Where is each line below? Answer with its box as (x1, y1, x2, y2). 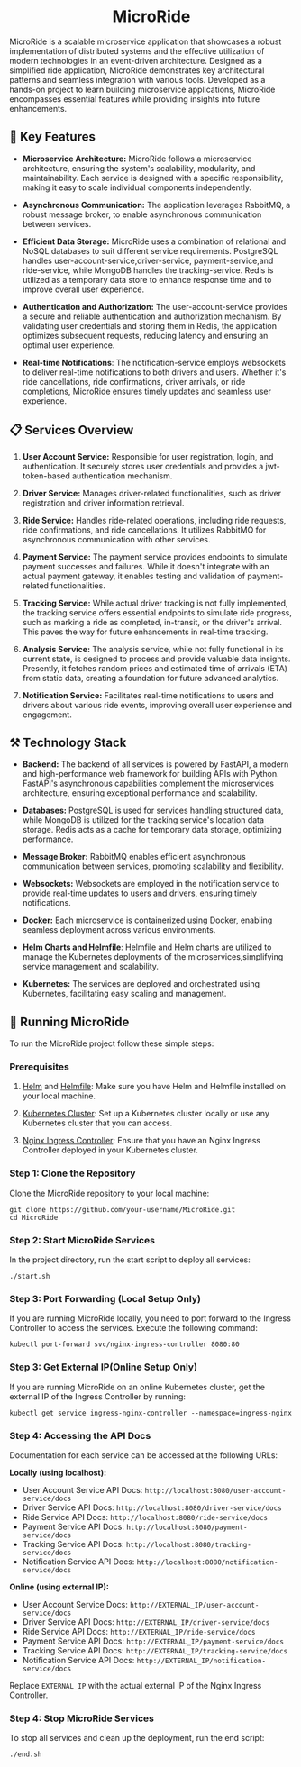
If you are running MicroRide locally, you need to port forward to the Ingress (9, 1313, 291, 1324)
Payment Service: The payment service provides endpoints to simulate (22, 551, 288, 562)
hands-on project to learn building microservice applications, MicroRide (9, 84, 276, 95)
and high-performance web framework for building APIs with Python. (22, 769, 279, 779)
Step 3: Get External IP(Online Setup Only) (9, 1361, 198, 1373)
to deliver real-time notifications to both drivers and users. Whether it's (22, 367, 287, 378)
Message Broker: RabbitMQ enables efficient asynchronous (22, 852, 246, 862)
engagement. (22, 709, 72, 720)
